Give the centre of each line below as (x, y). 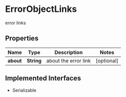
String (34, 60)
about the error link (68, 60)
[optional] (107, 60)
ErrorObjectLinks (41, 9)
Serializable (24, 90)
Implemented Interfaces (43, 78)
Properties (22, 38)
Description (68, 52)
